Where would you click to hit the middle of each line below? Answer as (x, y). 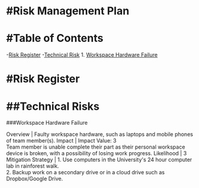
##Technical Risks (53, 106)
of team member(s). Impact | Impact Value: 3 (61, 141)
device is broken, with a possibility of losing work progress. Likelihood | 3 (97, 153)
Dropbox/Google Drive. (35, 179)
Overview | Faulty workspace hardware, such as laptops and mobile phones (99, 134)
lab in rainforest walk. (33, 166)
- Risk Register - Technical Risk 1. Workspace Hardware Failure (82, 55)
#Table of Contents (55, 38)
